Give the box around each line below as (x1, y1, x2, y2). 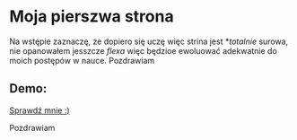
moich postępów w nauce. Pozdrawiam (9, 55, 155, 66)
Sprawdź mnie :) (9, 105, 70, 116)
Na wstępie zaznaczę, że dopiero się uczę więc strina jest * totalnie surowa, (9, 36, 289, 47)
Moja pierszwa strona (9, 6, 174, 27)
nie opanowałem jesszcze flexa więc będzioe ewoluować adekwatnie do (9, 45, 278, 56)
